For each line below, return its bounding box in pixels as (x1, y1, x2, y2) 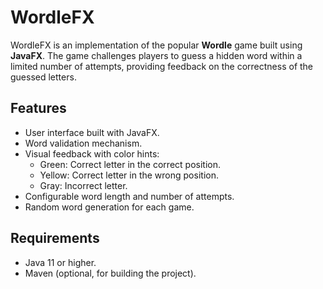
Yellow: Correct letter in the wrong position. (39, 169, 219, 181)
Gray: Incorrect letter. (39, 179, 128, 191)
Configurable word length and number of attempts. (24, 190, 235, 202)
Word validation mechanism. (24, 137, 143, 149)
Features (10, 100, 67, 117)
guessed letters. (10, 71, 77, 83)
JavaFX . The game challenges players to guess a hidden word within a (10, 49, 303, 61)
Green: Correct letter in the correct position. (39, 158, 221, 170)
